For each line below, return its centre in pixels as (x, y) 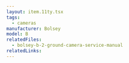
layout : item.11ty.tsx (35, 12)
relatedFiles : (24, 40)
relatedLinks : (24, 51)
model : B (17, 34)
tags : (13, 17)
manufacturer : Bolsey (34, 28)
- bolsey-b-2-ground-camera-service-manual (67, 46)
